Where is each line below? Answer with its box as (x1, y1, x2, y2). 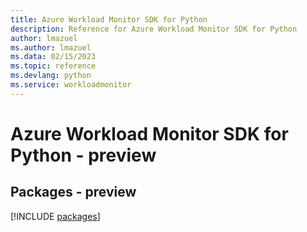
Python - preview (10, 144, 157, 166)
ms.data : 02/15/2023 (10, 52, 97, 62)
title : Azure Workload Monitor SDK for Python (10, 14, 208, 25)
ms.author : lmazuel (10, 42, 92, 53)
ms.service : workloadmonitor (10, 80, 132, 90)
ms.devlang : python (10, 71, 92, 81)
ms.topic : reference (10, 61, 97, 71)
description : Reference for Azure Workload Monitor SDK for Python (10, 24, 298, 34)
